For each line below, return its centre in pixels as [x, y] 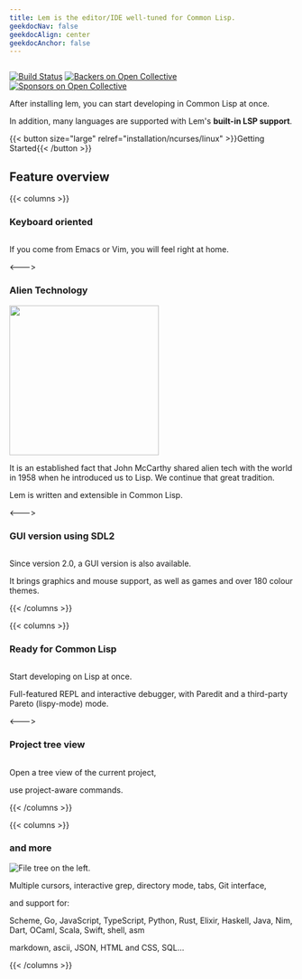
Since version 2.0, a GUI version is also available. [101, 563]
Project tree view [47, 745]
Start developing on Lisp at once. [71, 677]
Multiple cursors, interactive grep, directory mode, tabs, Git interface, [138, 885]
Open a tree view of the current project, [83, 772]
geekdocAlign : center [50, 34]
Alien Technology [49, 290]
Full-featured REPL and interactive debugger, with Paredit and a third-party [149, 694]
